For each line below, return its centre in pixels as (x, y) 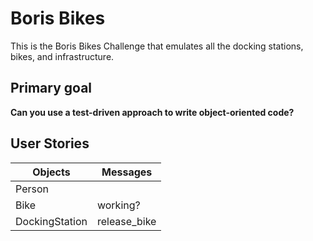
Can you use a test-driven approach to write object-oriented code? (152, 112)
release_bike (126, 221)
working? (118, 205)
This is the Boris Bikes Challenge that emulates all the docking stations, (157, 46)
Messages (127, 172)
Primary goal (51, 88)
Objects (51, 172)
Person (32, 189)
